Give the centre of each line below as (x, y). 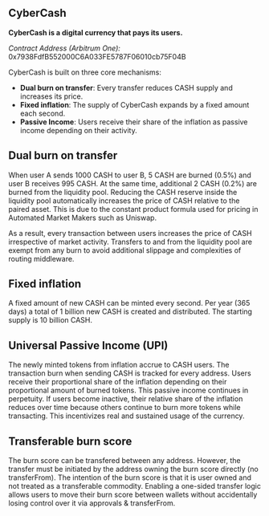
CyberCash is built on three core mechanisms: (85, 72)
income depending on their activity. (79, 130)
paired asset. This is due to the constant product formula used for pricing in (133, 209)
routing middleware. (41, 258)
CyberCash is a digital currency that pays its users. (96, 32)
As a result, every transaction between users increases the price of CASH (130, 233)
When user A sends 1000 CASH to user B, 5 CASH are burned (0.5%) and (130, 175)
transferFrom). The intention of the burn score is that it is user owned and (130, 477)
